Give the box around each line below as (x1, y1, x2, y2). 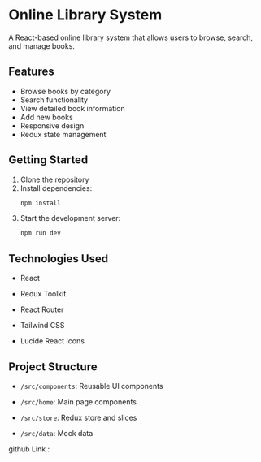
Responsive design (20, 120, 85, 131)
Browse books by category (20, 86, 111, 96)
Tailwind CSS (20, 321, 65, 330)
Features (8, 65, 54, 79)
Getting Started (8, 153, 89, 167)
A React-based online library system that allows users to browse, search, (8, 32, 254, 42)
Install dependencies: (20, 183, 93, 192)
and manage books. (8, 41, 76, 50)
